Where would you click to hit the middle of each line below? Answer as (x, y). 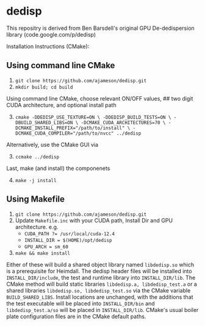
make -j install (36, 180)
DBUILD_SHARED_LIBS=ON (44, 122)
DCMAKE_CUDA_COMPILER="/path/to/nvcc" (64, 133)
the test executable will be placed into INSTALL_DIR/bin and (81, 303)
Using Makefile (36, 199)
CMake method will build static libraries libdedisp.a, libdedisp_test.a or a (102, 284)
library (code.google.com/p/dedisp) (51, 34)
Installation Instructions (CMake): (48, 46)
